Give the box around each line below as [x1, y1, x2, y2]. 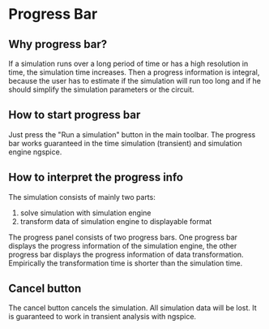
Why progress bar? [8, 37, 108, 51]
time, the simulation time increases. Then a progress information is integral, [8, 67, 260, 77]
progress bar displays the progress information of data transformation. [8, 249, 245, 259]
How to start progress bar [8, 108, 141, 122]
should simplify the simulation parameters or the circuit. [8, 84, 194, 94]
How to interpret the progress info [8, 171, 184, 184]
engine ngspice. [8, 147, 62, 157]
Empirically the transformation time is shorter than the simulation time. [8, 258, 243, 268]
